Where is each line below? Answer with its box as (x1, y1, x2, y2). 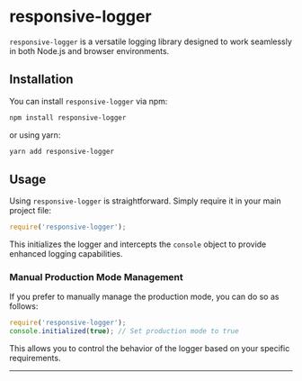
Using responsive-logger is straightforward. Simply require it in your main (9, 195, 281, 206)
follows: (9, 301, 39, 312)
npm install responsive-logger (9, 113, 127, 122)
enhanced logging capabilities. (9, 249, 123, 259)
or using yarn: (9, 129, 61, 141)
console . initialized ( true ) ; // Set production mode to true (9, 327, 240, 336)
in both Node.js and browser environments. (9, 45, 170, 56)
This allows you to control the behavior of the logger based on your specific (9, 343, 290, 354)
